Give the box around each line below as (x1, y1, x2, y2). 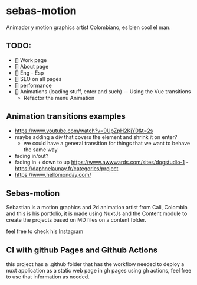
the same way (23, 146, 58, 153)
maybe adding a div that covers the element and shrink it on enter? (14, 133, 178, 140)
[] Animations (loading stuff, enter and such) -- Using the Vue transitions (14, 88, 191, 95)
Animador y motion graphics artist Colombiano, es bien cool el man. (6, 24, 171, 31)
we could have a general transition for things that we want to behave (23, 140, 191, 147)
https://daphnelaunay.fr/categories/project (14, 164, 119, 172)
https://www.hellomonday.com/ (14, 171, 91, 178)
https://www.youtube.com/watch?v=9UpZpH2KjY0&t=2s (14, 127, 153, 134)
